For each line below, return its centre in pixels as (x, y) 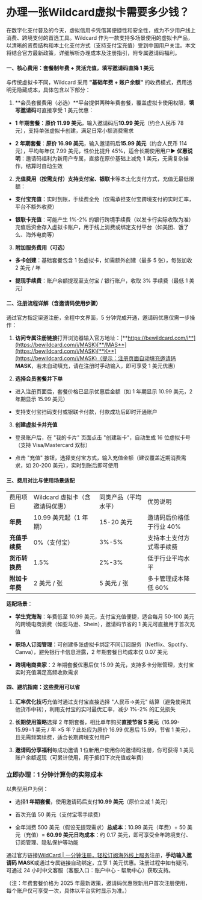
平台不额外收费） (36, 207)
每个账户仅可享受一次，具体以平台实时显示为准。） (68, 891)
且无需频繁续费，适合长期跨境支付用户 (62, 737)
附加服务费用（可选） (41, 247)
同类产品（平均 (120, 497)
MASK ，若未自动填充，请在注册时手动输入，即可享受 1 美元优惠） (96, 366)
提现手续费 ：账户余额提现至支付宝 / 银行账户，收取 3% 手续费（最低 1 (101, 280)
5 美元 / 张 (114, 583)
